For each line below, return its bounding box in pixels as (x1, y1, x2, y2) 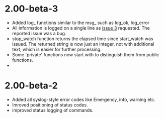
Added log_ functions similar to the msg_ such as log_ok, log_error (12, 20, 149, 26)
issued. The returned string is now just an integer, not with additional (12, 41, 154, 47)
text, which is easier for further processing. (12, 46, 102, 52)
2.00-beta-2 (5, 80, 58, 91)
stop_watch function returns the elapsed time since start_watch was (12, 36, 153, 42)
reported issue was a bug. (12, 30, 66, 36)
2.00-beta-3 (5, 3, 58, 15)
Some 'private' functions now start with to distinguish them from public (12, 51, 159, 58)
